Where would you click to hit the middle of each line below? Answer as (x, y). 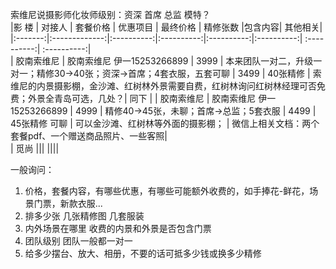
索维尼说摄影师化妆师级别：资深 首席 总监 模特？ (110, 14)
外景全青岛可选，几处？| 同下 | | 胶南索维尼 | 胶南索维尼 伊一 (152, 98)
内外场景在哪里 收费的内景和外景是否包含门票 (118, 228)
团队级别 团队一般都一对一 (78, 241)
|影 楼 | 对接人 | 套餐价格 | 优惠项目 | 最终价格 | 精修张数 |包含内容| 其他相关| (166, 27)
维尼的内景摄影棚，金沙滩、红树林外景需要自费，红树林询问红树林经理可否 (163, 86)
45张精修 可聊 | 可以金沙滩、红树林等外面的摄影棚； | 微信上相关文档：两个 (165, 123)
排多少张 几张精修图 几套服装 (84, 216)
